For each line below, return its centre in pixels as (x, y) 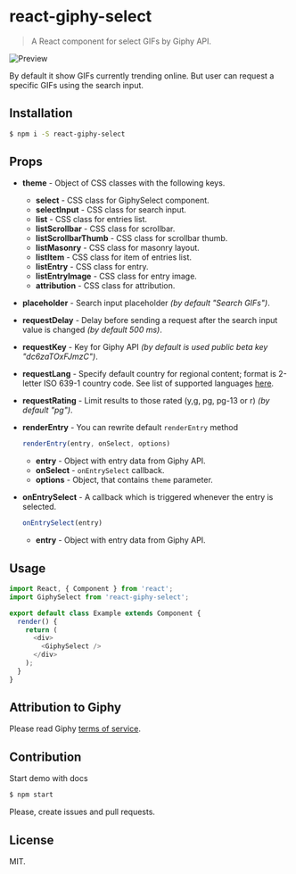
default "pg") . (47, 410)
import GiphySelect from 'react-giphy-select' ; (99, 597)
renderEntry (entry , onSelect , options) (96, 444)
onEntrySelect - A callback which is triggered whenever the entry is (148, 497)
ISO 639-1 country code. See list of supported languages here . (159, 383)
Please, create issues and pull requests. (82, 812)
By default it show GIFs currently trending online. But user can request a (142, 75)
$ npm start (31, 795)
